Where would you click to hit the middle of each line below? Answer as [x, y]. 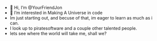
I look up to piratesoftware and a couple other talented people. [73, 28]
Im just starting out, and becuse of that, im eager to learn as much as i [81, 18]
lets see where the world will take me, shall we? [58, 33]
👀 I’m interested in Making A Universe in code [56, 13]
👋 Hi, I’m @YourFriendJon [36, 8]
